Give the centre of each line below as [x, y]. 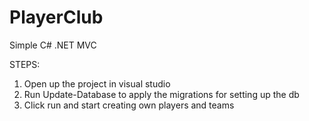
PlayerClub [56, 17]
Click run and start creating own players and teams [129, 105]
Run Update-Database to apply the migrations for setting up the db [161, 94]
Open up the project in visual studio [97, 83]
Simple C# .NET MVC [53, 45]
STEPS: [25, 64]
